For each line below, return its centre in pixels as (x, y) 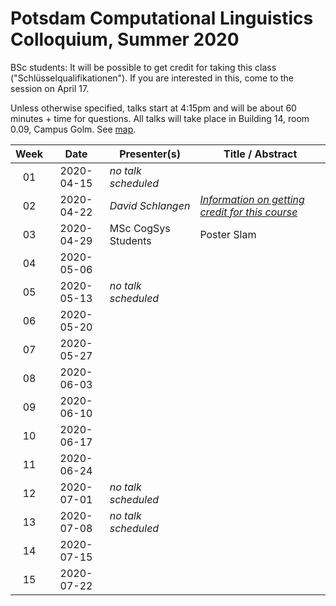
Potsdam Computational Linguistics (162, 18)
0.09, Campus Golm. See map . (73, 129)
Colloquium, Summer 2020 (125, 39)
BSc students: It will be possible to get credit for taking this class (143, 67)
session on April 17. (50, 88)
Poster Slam (228, 234)
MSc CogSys (140, 228)
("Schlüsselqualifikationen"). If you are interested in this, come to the (152, 78)
